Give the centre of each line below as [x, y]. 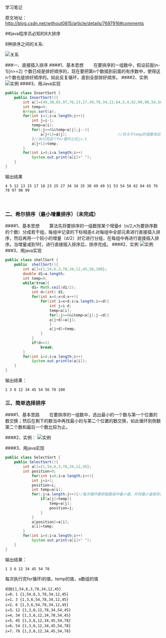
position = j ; [62, 508]
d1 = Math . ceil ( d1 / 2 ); [54, 288]
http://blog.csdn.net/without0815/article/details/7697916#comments [75, 23]
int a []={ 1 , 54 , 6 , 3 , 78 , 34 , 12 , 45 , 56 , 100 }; [65, 269]
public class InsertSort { [33, 93]
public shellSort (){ [36, 265]
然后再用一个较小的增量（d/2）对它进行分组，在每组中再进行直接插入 [84, 238]
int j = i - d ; [60, 306]
